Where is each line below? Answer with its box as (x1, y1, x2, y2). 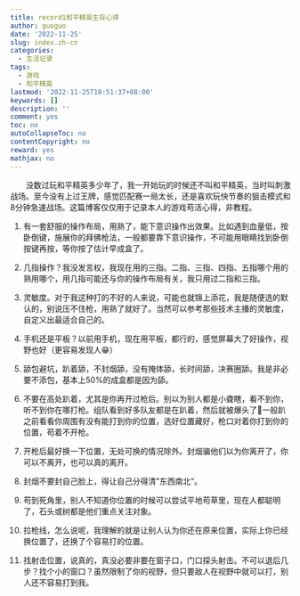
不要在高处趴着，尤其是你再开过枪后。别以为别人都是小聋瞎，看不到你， (22, 393, 288, 404)
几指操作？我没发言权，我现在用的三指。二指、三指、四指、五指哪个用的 (22, 262, 288, 273)
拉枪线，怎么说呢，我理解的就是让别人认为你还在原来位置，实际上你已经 (22, 525, 288, 535)
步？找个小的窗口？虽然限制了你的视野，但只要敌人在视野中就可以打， (22, 566, 281, 576)
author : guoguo (10, 21, 67, 30)
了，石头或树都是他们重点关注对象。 (22, 505, 157, 517)
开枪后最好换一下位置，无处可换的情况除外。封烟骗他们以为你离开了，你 (22, 445, 288, 456)
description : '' (10, 104, 70, 113)
